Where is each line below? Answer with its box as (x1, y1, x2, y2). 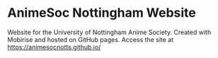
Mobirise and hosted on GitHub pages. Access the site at (7, 35, 174, 43)
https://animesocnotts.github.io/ (7, 43, 101, 51)
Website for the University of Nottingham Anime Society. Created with (7, 28, 212, 36)
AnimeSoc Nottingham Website (7, 5, 196, 21)
